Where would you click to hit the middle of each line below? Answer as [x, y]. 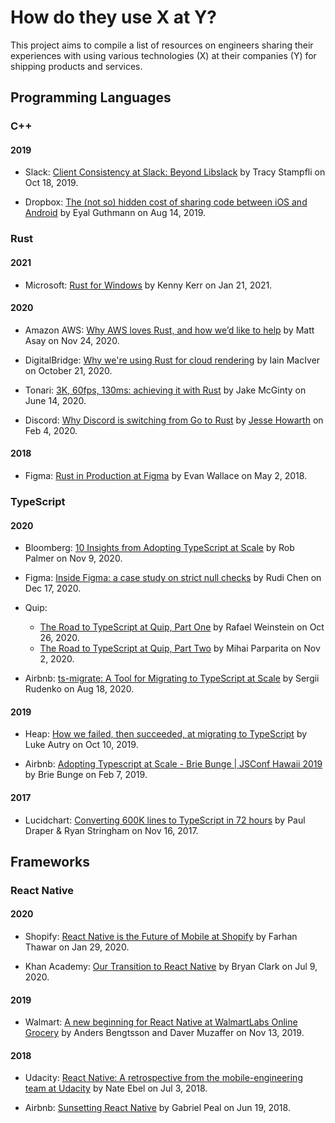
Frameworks [50, 861]
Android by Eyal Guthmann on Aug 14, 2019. [115, 213]
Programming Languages [91, 97]
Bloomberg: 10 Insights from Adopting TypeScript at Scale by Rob [159, 548]
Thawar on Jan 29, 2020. [77, 947]
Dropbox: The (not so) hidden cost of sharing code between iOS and [166, 202]
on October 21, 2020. [68, 370]
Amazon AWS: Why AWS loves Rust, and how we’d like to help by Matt [169, 330]
